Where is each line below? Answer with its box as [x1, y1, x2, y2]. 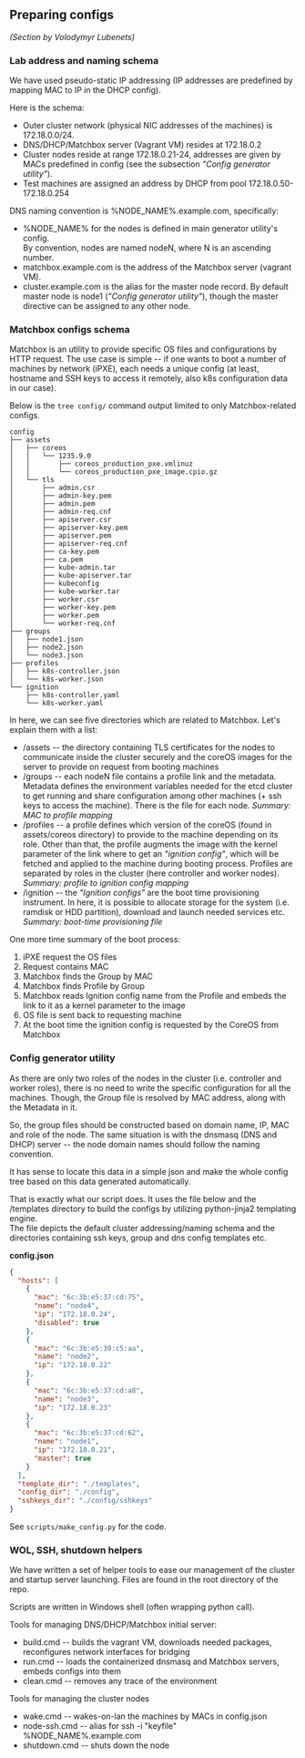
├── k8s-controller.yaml [25, 691, 120, 700]
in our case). [9, 383, 57, 394]
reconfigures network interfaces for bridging [22, 1647, 190, 1658]
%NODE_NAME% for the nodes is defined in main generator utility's [22, 223, 279, 234]
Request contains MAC [22, 961, 109, 972]
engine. [9, 1212, 38, 1224]
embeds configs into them [22, 1666, 121, 1677]
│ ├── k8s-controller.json [9, 667, 120, 676]
